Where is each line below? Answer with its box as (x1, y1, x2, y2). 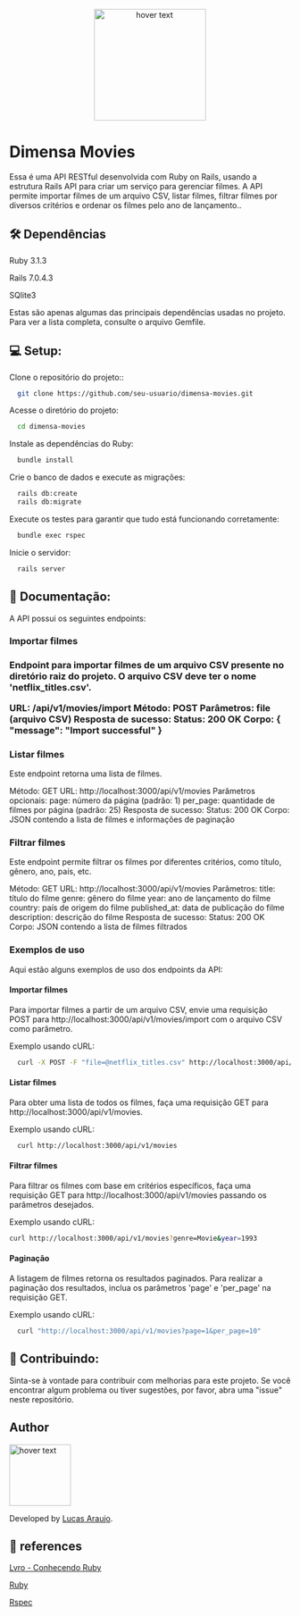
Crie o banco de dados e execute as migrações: (9, 472, 186, 482)
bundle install (17, 456, 74, 465)
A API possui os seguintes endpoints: (9, 613, 146, 624)
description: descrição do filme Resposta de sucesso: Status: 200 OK (9, 912, 265, 923)
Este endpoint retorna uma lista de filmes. (9, 768, 162, 779)
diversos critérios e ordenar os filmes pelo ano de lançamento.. (9, 199, 242, 210)
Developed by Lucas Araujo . (9, 1512, 113, 1523)
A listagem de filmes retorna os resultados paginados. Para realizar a (9, 1273, 263, 1284)
